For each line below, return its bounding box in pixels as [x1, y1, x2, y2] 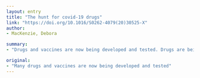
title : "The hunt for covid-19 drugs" [6, 14, 102, 20]
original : [6, 57, 31, 63]
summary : [6, 41, 28, 47]
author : [6, 25, 26, 31]
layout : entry [6, 8, 42, 15]
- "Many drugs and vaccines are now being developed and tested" [6, 63, 171, 69]
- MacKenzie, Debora [6, 31, 58, 37]
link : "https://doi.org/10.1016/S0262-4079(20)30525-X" [6, 19, 148, 25]
